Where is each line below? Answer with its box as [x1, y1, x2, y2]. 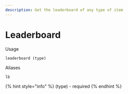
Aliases [5, 64, 21, 71]
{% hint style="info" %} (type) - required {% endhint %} [5, 83, 122, 89]
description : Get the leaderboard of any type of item [5, 7, 123, 13]
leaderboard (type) [5, 56, 47, 61]
